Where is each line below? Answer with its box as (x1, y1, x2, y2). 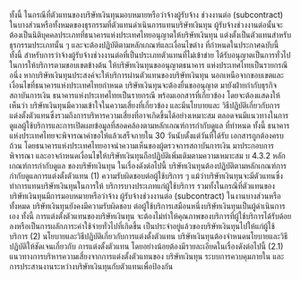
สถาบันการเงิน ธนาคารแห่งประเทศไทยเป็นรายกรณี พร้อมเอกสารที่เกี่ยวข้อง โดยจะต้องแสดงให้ (9, 90, 280, 100)
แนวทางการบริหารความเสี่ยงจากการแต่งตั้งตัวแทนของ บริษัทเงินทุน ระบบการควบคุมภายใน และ (9, 251, 285, 261)
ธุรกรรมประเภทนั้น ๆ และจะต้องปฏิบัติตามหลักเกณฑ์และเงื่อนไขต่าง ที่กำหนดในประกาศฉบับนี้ (9, 39, 279, 50)
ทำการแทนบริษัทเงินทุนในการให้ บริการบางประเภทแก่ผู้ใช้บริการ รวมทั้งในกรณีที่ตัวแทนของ (9, 181, 276, 191)
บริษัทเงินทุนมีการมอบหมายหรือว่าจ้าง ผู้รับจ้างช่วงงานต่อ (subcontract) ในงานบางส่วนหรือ (9, 191, 282, 201)
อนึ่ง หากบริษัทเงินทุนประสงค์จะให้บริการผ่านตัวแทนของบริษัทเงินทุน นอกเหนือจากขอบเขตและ (9, 70, 285, 81)
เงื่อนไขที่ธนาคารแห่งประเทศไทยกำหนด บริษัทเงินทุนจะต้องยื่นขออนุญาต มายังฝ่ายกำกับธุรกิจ (9, 80, 278, 90)
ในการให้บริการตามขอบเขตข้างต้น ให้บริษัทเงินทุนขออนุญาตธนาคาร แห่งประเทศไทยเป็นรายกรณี (9, 60, 288, 70)
